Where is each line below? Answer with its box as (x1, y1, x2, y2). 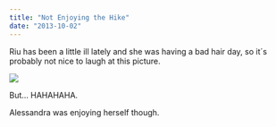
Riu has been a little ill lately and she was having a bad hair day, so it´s (9, 46, 268, 56)
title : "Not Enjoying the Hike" (9, 13, 130, 22)
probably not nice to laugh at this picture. (9, 55, 161, 66)
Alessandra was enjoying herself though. (9, 106, 160, 117)
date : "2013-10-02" (9, 21, 82, 30)
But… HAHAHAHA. (9, 89, 79, 100)
